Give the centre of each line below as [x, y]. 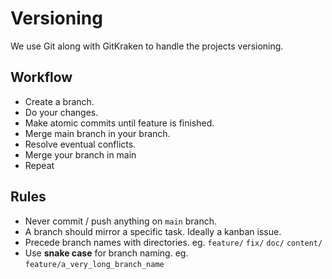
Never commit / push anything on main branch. [120, 221]
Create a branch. [59, 101]
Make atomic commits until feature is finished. [119, 123]
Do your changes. [61, 112]
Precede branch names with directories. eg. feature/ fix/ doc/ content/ [173, 242]
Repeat [39, 165]
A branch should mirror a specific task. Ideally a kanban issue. [153, 231]
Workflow [41, 77]
